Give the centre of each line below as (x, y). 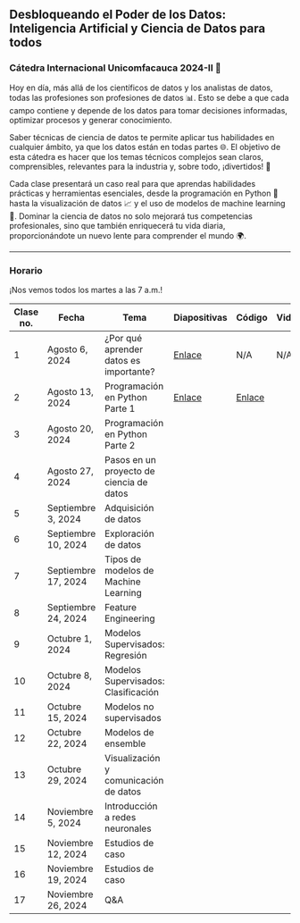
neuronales (128, 828)
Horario (26, 270)
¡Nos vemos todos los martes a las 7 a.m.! (86, 289)
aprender (124, 349)
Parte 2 (120, 445)
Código (252, 317)
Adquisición (129, 508)
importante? (129, 372)
